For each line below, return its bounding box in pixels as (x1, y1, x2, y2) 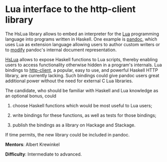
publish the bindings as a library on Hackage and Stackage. (12, 122, 136, 128)
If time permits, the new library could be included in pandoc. (5, 131, 130, 137)
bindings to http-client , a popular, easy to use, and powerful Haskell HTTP (5, 67, 158, 73)
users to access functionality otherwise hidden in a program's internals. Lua (5, 62, 162, 68)
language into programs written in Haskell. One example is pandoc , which (5, 36, 157, 42)
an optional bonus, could (5, 93, 57, 99)
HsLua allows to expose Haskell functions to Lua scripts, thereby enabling (5, 56, 158, 62)
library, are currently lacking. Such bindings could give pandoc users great (5, 72, 159, 78)
